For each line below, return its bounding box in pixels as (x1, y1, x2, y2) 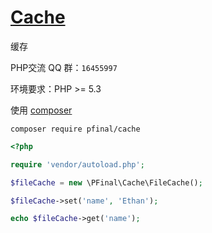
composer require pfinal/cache (10, 124, 141, 134)
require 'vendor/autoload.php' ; (10, 159, 145, 170)
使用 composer (10, 104, 73, 116)
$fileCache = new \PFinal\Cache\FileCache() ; (10, 177, 203, 188)
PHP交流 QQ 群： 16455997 (10, 61, 118, 73)
